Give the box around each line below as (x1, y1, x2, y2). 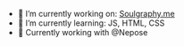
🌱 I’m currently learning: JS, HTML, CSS (17, 18, 165, 28)
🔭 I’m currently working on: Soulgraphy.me (17, 9, 176, 19)
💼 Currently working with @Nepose (17, 27, 148, 37)
